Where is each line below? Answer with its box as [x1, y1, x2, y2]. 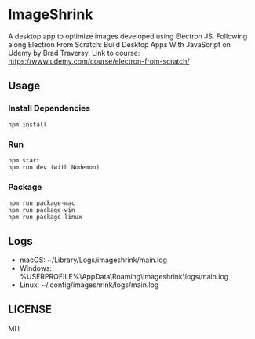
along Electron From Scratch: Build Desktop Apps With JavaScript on [8, 39, 231, 49]
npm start [8, 156, 41, 164]
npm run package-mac [8, 199, 76, 207]
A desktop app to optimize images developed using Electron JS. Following [8, 31, 248, 41]
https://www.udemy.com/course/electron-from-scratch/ [8, 56, 190, 66]
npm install [8, 120, 47, 129]
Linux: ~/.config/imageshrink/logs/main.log [19, 280, 159, 290]
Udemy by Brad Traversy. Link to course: [8, 48, 140, 57]
